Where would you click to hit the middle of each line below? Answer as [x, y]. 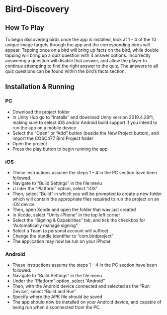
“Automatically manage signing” [45, 225]
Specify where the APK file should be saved [57, 297]
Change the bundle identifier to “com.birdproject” [63, 236]
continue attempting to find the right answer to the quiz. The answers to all [82, 66]
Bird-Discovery [37, 9]
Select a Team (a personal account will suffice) [60, 230]
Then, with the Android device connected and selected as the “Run [81, 286]
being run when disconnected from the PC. [56, 308]
